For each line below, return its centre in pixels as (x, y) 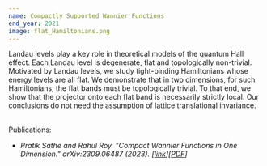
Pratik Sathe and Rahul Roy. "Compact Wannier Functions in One (129, 146)
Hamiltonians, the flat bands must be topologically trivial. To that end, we (130, 88)
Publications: (30, 130)
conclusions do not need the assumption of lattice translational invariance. (132, 105)
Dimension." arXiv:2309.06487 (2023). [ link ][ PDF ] (104, 154)
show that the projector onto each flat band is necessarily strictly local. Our (134, 97)
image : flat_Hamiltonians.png (59, 31)
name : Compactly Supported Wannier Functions (86, 16)
